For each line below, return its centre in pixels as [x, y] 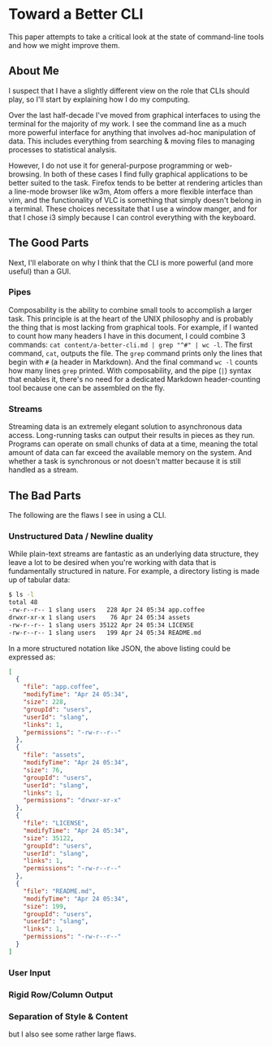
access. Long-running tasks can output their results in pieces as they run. [132, 436]
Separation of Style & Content [68, 1016]
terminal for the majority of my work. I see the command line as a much [127, 124]
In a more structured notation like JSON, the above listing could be [120, 648]
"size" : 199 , [45, 906]
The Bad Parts [45, 495]
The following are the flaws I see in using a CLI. [87, 515]
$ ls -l [22, 595]
